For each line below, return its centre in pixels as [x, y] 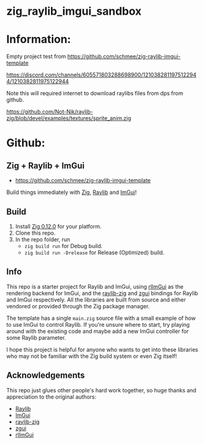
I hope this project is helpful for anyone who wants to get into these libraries [102, 349]
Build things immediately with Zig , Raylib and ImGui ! [72, 192]
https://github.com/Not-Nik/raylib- [50, 112]
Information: [39, 40]
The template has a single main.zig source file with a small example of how [101, 318]
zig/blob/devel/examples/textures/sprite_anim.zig [69, 119]
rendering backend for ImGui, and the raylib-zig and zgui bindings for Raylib [102, 293]
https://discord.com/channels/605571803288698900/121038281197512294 [102, 75]
